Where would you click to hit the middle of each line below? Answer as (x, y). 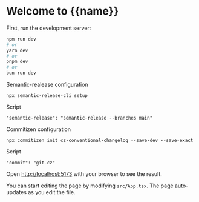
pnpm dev (17, 62)
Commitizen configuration (39, 129)
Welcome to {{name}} (63, 11)
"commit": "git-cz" (31, 163)
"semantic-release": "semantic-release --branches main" (80, 118)
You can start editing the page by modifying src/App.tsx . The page (90, 186)
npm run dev (21, 39)
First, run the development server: (49, 28)
